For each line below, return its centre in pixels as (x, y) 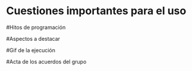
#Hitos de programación (36, 27)
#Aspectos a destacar (33, 38)
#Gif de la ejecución (31, 50)
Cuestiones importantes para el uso (96, 11)
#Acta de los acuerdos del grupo (46, 62)
